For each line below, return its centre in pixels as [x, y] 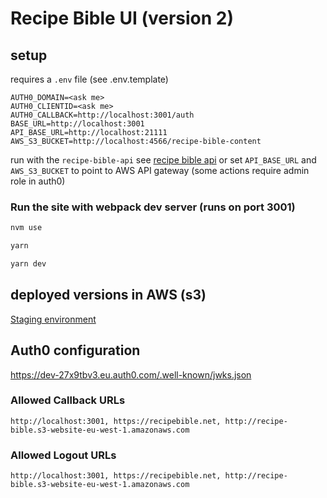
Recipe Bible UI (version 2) [122, 18]
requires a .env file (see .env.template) [89, 79]
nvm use [26, 228]
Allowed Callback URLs [68, 400]
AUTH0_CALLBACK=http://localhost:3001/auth [102, 115]
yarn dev [28, 264]
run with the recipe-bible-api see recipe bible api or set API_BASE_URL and [163, 160]
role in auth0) [38, 181]
